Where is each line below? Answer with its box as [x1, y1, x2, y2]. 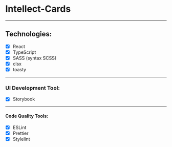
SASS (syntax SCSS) [12, 55, 57, 61]
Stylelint [12, 136, 30, 142]
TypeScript [12, 49, 36, 55]
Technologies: [5, 30, 52, 38]
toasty [12, 67, 27, 72]
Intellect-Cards [5, 3, 71, 15]
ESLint [12, 124, 27, 131]
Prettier [12, 130, 29, 136]
